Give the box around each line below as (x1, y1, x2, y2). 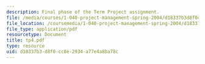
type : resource (6, 43, 45, 49)
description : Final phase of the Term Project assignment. (6, 9, 160, 15)
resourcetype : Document (6, 32, 67, 38)
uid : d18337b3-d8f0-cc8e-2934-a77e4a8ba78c (6, 49, 119, 55)
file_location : (6, 20, 45, 26)
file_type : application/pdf (6, 26, 78, 32)
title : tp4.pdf (6, 37, 45, 43)
